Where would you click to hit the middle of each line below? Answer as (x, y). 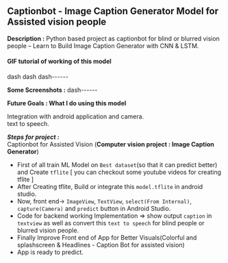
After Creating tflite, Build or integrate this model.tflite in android (110, 187)
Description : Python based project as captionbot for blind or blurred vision (114, 38)
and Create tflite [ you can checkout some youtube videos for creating (119, 172)
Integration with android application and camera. (76, 116)
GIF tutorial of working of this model (59, 62)
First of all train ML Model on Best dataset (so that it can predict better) (117, 165)
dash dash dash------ (38, 77)
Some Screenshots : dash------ (52, 90)
